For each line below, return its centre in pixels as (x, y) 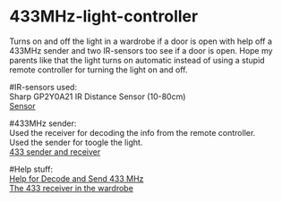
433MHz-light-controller (104, 17)
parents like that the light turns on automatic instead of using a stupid (137, 60)
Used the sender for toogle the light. (76, 142)
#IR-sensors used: (43, 87)
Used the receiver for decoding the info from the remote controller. (132, 132)
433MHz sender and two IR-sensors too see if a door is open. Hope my (141, 50)
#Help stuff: (31, 169)
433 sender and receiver (55, 151)
